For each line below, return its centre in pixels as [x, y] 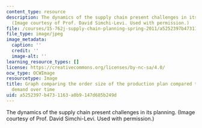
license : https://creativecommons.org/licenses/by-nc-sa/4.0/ [86, 67]
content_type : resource [36, 12]
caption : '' [27, 45]
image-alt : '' [29, 56]
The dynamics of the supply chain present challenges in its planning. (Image [101, 112]
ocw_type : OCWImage [31, 73]
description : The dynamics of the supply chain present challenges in [96, 17]
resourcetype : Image [32, 78]
